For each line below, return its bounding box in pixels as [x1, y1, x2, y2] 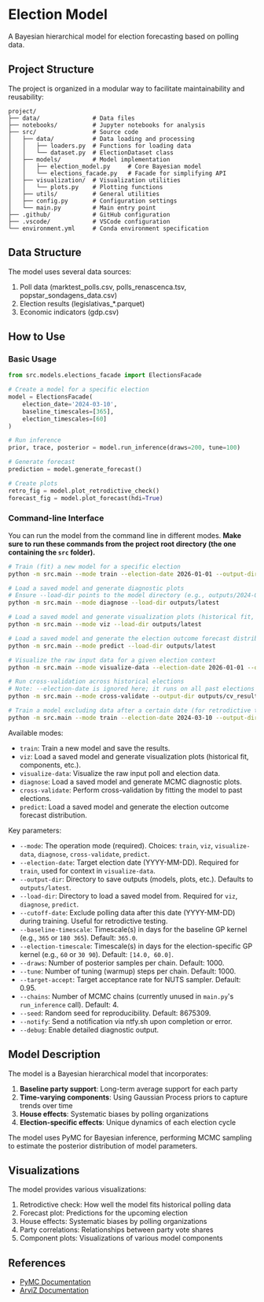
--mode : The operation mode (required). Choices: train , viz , [19, 840, 214, 850]
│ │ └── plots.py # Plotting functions [8, 183, 163, 191]
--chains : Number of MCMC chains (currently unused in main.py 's [19, 991, 234, 1001]
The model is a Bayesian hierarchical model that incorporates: [8, 1069, 208, 1078]
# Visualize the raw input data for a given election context [8, 656, 216, 664]
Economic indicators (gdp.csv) [19, 307, 119, 317]
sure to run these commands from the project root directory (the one [8, 539, 236, 548]
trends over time [19, 1100, 73, 1110]
